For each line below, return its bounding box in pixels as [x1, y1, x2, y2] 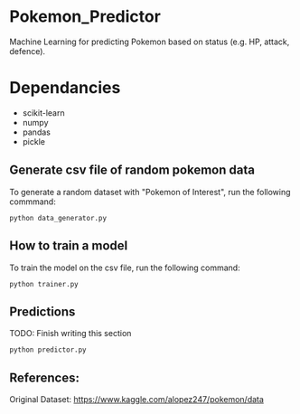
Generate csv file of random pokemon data [9, 163, 256, 178]
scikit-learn [22, 107, 65, 118]
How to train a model [9, 238, 128, 254]
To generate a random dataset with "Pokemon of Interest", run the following [9, 186, 291, 197]
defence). [9, 45, 46, 56]
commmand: [9, 196, 56, 207]
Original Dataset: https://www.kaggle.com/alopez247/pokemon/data [9, 394, 265, 405]
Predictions [9, 304, 76, 319]
